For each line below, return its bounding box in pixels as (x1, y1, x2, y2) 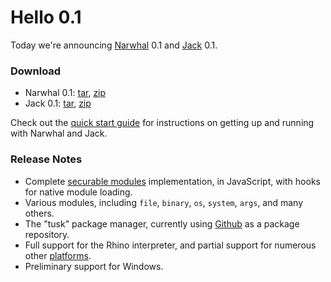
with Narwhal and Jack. (10, 127, 108, 140)
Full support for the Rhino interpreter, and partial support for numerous (24, 239, 317, 251)
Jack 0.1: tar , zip (24, 97, 92, 110)
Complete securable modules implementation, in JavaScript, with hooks (24, 175, 321, 187)
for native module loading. (24, 186, 133, 198)
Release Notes (10, 152, 83, 166)
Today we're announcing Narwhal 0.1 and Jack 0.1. (10, 39, 218, 51)
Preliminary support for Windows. (24, 260, 164, 272)
